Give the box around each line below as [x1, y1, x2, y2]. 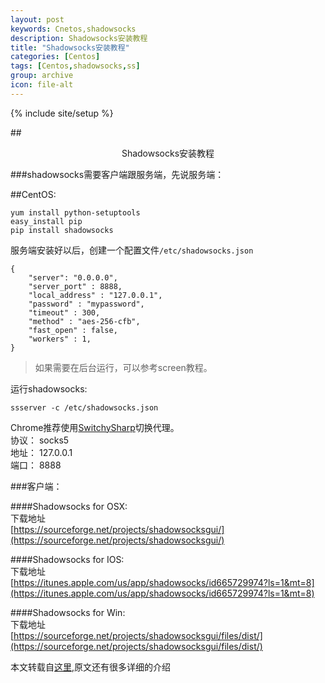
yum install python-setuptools [10, 207, 141, 218]
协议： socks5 [10, 434, 70, 446]
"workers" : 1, [28, 334, 92, 344]
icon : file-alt [10, 80, 74, 90]
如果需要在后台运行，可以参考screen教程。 [34, 361, 213, 373]
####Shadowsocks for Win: [10, 606, 126, 618]
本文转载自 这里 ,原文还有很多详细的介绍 [10, 661, 172, 673]
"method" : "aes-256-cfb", [28, 316, 141, 326]
